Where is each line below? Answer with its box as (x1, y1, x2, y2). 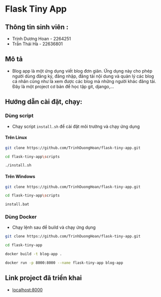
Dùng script (5, 112, 34, 119)
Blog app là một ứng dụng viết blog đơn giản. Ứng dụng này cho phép (12, 68, 153, 74)
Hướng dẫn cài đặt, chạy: (5, 98, 82, 106)
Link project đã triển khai (5, 274, 82, 282)
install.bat (5, 202, 29, 207)
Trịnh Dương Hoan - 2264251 (12, 36, 71, 41)
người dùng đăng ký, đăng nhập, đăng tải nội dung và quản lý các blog (12, 73, 154, 79)
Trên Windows (5, 173, 36, 179)
